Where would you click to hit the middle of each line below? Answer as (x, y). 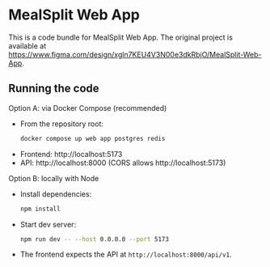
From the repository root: (61, 124)
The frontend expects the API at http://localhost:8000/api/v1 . (126, 254)
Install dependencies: (56, 194)
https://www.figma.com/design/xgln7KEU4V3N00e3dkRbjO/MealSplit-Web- (135, 54)
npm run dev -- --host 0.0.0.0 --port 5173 (95, 239)
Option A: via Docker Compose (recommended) (88, 108)
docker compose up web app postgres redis (93, 138)
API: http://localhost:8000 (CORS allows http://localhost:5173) (123, 163)
